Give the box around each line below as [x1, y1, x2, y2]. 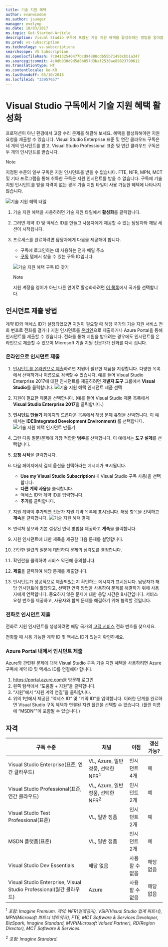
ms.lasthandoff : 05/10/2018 [5, 72, 64, 77]
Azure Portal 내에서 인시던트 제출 [5, 648, 83, 655]
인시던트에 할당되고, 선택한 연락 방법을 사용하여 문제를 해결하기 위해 [18, 585, 150, 591]
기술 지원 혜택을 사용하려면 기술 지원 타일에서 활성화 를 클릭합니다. [12, 209, 141, 215]
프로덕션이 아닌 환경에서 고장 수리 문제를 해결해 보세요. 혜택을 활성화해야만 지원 [5, 130, 160, 136]
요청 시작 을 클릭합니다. [12, 452, 57, 458]
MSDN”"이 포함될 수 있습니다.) [20, 708, 80, 714]
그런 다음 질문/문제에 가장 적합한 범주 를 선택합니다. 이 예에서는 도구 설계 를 [12, 435, 157, 441]
